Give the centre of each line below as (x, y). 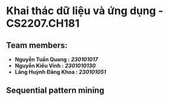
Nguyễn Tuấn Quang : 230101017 (56, 59)
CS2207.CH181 (43, 23)
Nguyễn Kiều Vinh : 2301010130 (55, 66)
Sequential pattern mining (55, 91)
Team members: (37, 45)
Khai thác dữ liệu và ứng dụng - (85, 11)
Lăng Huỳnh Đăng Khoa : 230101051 (60, 72)
